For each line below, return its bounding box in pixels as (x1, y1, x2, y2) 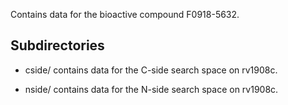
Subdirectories (10, 37, 105, 54)
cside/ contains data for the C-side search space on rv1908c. (24, 64, 278, 76)
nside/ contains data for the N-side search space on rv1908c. (24, 83, 279, 95)
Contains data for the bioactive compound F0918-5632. (10, 9, 240, 20)
